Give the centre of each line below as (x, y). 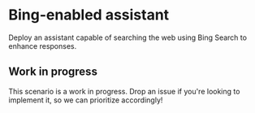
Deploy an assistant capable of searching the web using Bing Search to (128, 37)
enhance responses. (43, 46)
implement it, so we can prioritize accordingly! (86, 100)
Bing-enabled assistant (89, 15)
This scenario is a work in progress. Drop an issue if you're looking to (124, 91)
